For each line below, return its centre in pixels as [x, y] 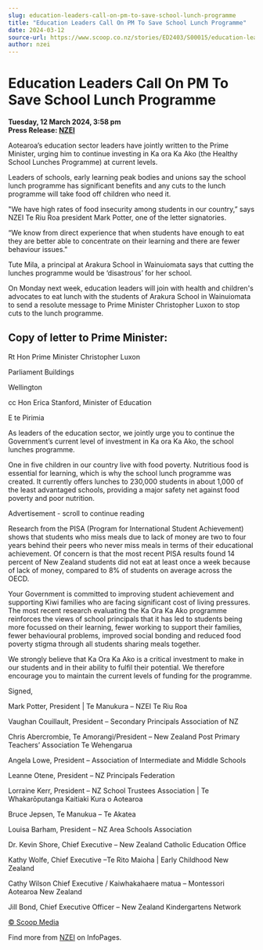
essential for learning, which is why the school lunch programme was [120, 473]
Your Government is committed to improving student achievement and [121, 594]
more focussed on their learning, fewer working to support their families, [125, 627]
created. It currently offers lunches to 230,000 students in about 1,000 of [126, 481]
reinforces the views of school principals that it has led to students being [125, 619]
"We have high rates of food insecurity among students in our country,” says [131, 210]
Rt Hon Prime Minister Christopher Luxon [74, 356]
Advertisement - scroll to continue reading [76, 513]
